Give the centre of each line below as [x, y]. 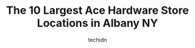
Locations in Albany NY [97, 23]
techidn [97, 40]
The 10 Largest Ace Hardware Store [97, 10]
